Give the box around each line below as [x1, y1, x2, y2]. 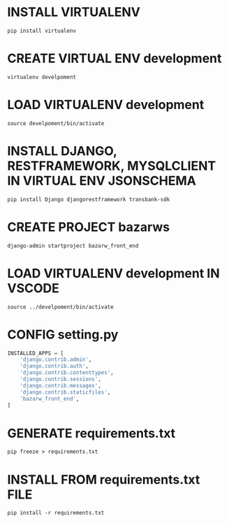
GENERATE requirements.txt [7, 425, 176, 441]
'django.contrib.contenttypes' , [20, 369, 114, 376]
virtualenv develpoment [7, 73, 77, 80]
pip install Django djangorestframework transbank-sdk [7, 196, 170, 203]
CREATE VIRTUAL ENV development [7, 50, 222, 66]
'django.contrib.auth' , [20, 363, 89, 370]
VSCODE [7, 280, 59, 296]
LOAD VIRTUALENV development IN [7, 265, 220, 281]
